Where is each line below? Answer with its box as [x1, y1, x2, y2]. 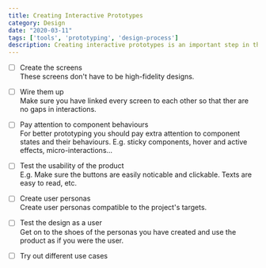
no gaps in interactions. [19, 105, 97, 114]
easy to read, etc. [19, 178, 78, 188]
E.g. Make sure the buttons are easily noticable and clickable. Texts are [19, 170, 252, 179]
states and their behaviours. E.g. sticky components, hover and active [19, 137, 248, 147]
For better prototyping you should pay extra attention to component [19, 128, 241, 139]
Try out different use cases [19, 251, 108, 260]
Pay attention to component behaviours [19, 120, 149, 129]
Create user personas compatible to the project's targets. [19, 203, 207, 212]
